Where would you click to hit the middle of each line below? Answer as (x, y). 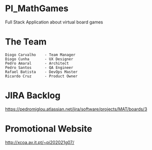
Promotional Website (49, 129)
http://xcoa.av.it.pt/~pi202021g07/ (40, 142)
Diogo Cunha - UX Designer (39, 59)
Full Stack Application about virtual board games (54, 22)
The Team (26, 42)
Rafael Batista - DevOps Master (41, 72)
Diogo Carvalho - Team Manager (40, 55)
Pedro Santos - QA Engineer (39, 67)
